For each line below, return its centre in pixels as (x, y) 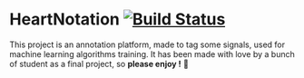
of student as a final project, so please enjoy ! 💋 (99, 63)
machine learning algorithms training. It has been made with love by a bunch (152, 54)
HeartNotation (65, 19)
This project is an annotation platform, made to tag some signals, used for (147, 44)
